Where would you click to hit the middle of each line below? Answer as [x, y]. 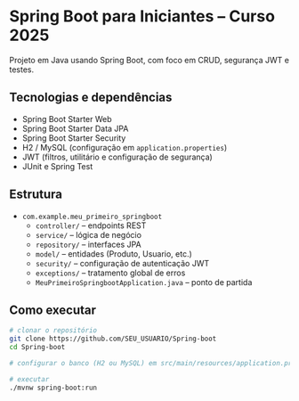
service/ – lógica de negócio [89, 234]
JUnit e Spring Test [57, 166]
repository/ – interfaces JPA [88, 244]
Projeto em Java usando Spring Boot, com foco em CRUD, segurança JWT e [149, 60]
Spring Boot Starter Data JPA [75, 128]
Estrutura [36, 195]
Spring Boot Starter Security [74, 138]
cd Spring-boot [37, 348]
